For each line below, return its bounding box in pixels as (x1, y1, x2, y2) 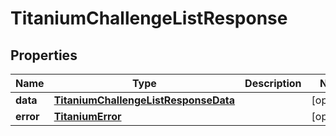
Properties (10, 47, 78, 64)
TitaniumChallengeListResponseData (53, 93, 236, 107)
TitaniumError (53, 110, 122, 123)
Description (244, 77, 302, 90)
